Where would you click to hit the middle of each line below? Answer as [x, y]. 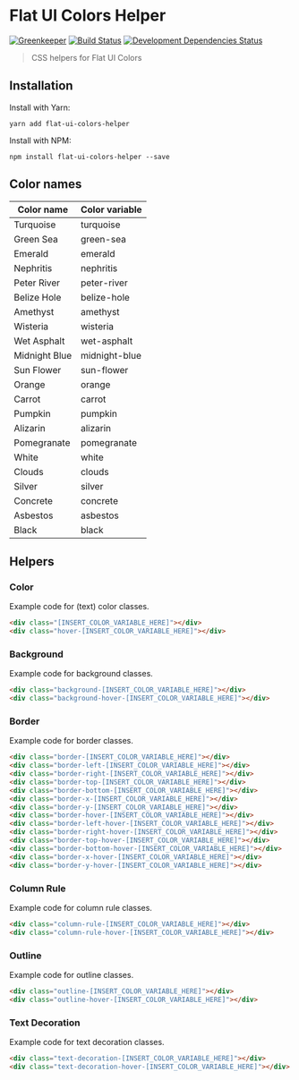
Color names [46, 184]
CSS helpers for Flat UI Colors [86, 57]
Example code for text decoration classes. [87, 1042]
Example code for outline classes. [72, 974]
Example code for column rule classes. [81, 907]
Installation [41, 86]
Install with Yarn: [40, 107]
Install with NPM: [40, 140]
